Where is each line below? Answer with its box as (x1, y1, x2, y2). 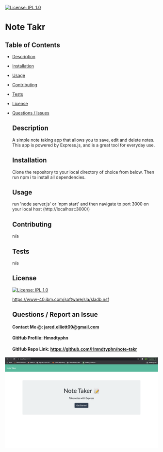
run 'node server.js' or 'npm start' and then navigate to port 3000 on (12, 201, 149, 207)
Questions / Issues (12, 110, 49, 116)
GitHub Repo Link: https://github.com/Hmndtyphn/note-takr (12, 346, 137, 352)
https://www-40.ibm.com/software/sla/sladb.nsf (12, 296, 109, 302)
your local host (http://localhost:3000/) (12, 206, 90, 212)
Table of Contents (5, 41, 61, 49)
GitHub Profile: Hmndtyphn (12, 335, 69, 341)
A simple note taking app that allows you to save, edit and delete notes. (12, 137, 155, 143)
